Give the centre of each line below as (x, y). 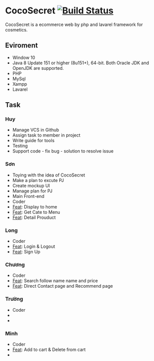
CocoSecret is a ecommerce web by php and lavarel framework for (74, 24)
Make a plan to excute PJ (38, 180)
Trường (14, 299)
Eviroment (22, 46)
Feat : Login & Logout (34, 246)
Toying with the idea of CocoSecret (49, 175)
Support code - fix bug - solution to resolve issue (63, 151)
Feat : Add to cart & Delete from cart (49, 350)
